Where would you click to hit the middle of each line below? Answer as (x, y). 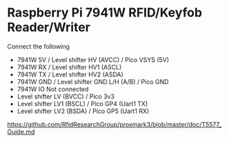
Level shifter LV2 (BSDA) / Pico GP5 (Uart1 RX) (83, 111)
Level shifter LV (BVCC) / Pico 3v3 (66, 96)
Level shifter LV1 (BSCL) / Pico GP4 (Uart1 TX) (82, 103)
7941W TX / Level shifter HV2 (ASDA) (70, 74)
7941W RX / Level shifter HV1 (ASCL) (69, 67)
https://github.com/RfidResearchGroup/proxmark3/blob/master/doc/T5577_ (114, 124)
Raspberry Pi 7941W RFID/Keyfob (104, 13)
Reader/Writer (49, 27)
